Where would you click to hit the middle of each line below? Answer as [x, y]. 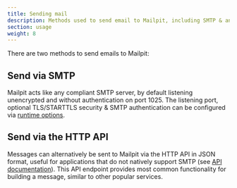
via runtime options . [36, 115]
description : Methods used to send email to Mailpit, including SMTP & [115, 20]
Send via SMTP [41, 76]
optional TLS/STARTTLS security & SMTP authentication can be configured [116, 108]
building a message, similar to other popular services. [85, 176]
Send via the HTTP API [58, 137]
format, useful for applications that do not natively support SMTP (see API [115, 161]
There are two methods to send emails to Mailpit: [78, 54]
